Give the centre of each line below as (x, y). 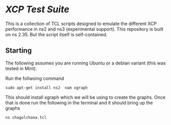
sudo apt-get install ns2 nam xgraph (46, 88)
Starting (19, 50)
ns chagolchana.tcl (26, 117)
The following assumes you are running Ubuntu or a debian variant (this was (86, 63)
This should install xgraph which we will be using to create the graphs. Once (86, 97)
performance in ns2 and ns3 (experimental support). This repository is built (84, 29)
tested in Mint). (21, 68)
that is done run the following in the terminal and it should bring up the (79, 102)
